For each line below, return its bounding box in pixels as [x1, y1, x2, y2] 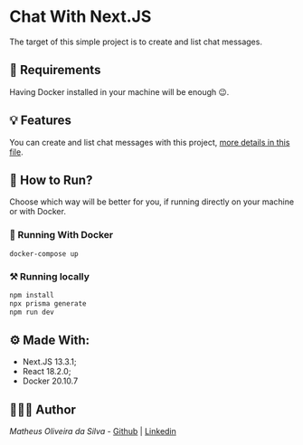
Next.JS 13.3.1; [22, 356, 77, 367]
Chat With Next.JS [9, 6, 152, 27]
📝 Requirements [9, 62, 101, 78]
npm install [9, 290, 54, 299]
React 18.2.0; [22, 366, 71, 377]
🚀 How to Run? [9, 172, 93, 187]
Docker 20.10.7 [22, 375, 79, 386]
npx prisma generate [9, 298, 88, 308]
